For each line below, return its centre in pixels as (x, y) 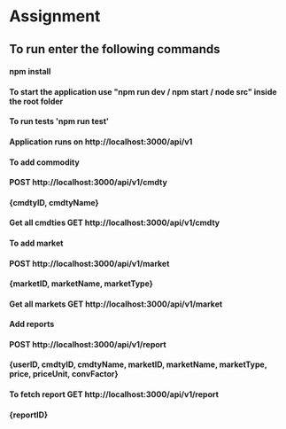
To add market (36, 243)
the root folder (36, 101)
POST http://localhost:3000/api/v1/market (89, 263)
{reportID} (29, 415)
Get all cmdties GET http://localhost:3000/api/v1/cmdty (115, 222)
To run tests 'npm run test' (59, 121)
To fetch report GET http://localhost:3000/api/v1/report (114, 394)
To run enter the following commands (115, 49)
